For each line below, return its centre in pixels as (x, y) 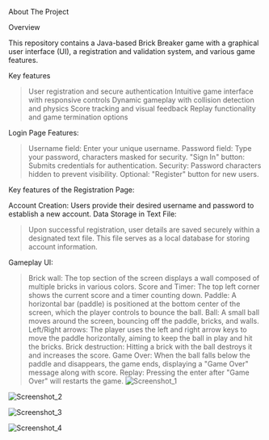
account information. (63, 247)
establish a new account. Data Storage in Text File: (92, 214)
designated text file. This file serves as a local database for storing (139, 238)
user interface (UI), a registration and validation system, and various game (132, 51)
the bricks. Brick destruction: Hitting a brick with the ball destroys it (140, 347)
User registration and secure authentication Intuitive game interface (141, 91)
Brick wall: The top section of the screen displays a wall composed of (144, 278)
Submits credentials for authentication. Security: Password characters (145, 166)
